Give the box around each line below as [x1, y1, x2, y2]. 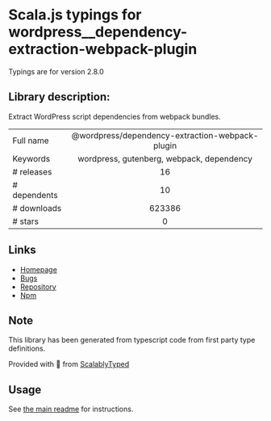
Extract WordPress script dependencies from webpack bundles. [8, 112, 222, 121]
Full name [12, 135, 50, 146]
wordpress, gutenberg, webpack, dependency [77, 153, 252, 164]
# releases [12, 166, 52, 177]
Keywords [12, 153, 51, 164]
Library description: [8, 91, 110, 104]
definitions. [8, 343, 46, 353]
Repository [19, 281, 56, 292]
